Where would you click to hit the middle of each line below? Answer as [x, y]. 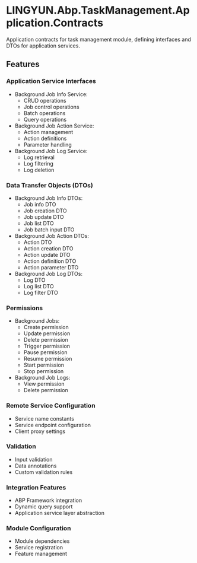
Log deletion [39, 170]
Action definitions [45, 138]
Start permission [44, 365]
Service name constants [44, 418]
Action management [48, 132]
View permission [44, 384]
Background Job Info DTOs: [49, 198]
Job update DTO [44, 217]
